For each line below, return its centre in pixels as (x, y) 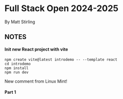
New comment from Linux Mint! (36, 81)
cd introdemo (18, 64)
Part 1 (10, 92)
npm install (16, 68)
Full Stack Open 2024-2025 (61, 8)
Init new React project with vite (36, 49)
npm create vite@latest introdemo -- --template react (61, 59)
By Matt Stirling (20, 22)
